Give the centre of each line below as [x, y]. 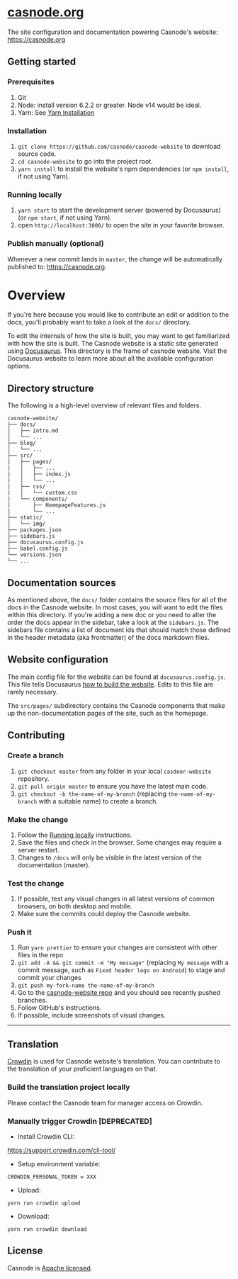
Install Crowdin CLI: [46, 1136]
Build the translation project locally [69, 1087]
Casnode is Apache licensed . [50, 1268]
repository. [33, 778]
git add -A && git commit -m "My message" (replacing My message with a [123, 963]
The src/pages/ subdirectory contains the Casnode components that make [116, 705]
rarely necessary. [33, 692]
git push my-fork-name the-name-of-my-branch [86, 986]
